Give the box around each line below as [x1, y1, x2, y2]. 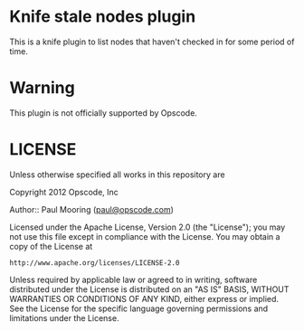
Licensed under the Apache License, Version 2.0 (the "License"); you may [9, 222, 286, 232]
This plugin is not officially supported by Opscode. [9, 107, 197, 118]
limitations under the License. [9, 312, 119, 323]
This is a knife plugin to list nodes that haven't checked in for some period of [9, 36, 295, 47]
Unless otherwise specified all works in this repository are [9, 169, 225, 180]
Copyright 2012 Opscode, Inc [9, 186, 119, 197]
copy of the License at [9, 241, 93, 251]
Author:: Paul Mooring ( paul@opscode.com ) [9, 203, 175, 214]
